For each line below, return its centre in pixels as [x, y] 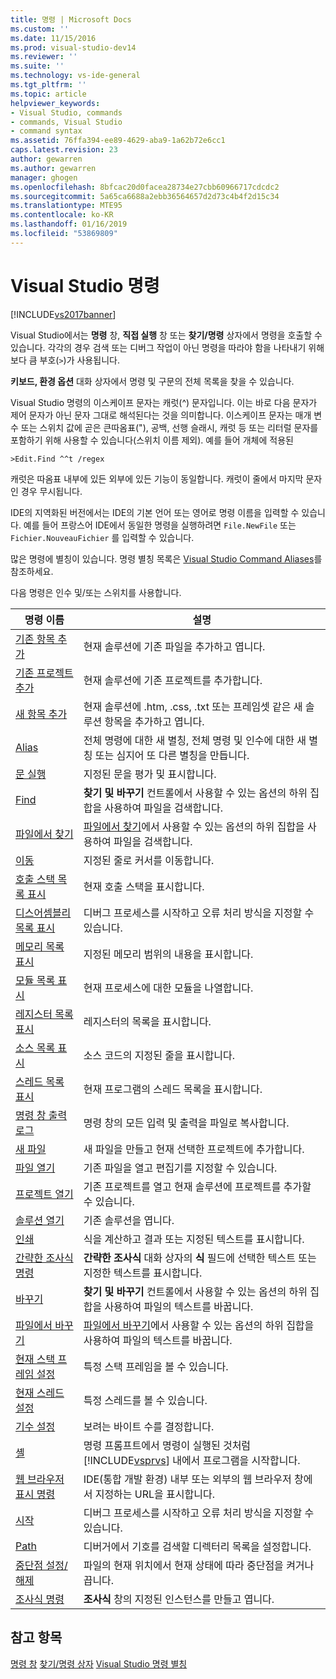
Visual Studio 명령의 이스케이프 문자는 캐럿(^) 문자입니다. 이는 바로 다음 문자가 [164, 402]
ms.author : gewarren [53, 168]
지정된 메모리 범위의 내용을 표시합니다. [168, 954]
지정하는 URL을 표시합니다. [155, 1494]
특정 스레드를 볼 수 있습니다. [145, 1400]
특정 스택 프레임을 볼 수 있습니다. [156, 1366]
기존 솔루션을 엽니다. [129, 1220]
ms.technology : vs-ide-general [75, 76]
